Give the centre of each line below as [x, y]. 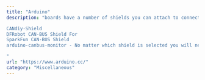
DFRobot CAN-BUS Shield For [42, 34]
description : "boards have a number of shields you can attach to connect [103, 18]
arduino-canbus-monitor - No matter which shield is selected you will [99, 45]
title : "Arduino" [28, 12]
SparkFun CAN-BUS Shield [38, 40]
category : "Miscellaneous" [41, 67]
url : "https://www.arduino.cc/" [47, 62]
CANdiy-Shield [24, 28]
